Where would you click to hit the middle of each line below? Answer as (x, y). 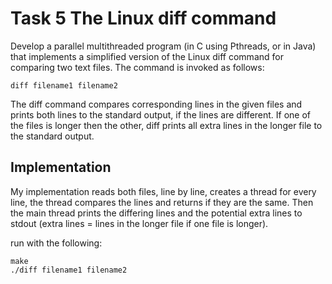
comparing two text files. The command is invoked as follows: (137, 67)
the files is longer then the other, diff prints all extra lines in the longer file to (166, 125)
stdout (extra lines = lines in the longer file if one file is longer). (139, 223)
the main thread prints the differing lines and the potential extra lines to (156, 213)
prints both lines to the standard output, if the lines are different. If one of (161, 114)
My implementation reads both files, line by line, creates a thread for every (163, 191)
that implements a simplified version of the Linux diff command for (147, 56)
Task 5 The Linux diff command (143, 18)
